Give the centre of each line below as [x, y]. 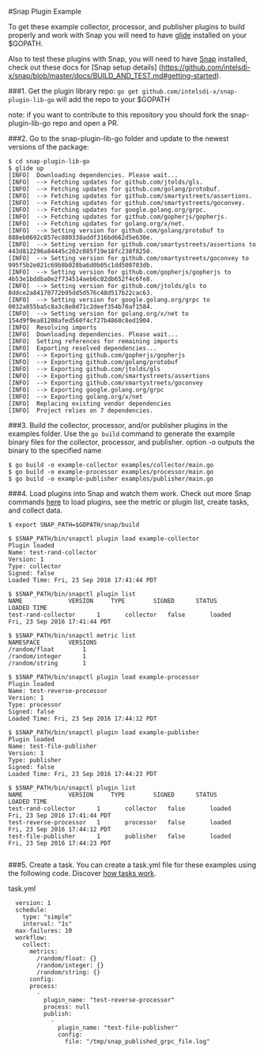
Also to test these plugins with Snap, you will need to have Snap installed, [128, 59]
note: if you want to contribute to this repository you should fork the [119, 115]
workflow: [31, 937]
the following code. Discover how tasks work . [82, 873]
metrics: [43, 952]
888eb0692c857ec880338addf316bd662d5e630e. [81, 237]
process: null [66, 1007]
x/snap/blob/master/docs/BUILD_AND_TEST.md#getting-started [113, 76]
